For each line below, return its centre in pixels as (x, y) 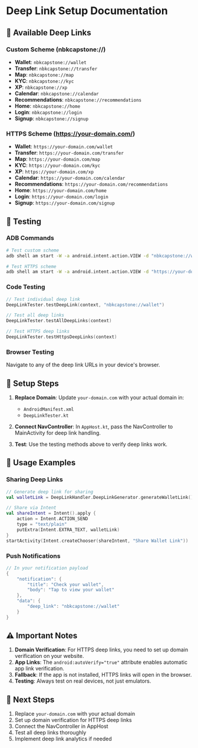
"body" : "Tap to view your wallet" (71, 590)
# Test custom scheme (33, 250)
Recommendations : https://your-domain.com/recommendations (91, 184)
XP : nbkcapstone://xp (41, 87)
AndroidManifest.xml (49, 410)
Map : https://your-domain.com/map (57, 159)
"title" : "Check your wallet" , (66, 584)
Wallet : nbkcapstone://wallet (50, 62)
